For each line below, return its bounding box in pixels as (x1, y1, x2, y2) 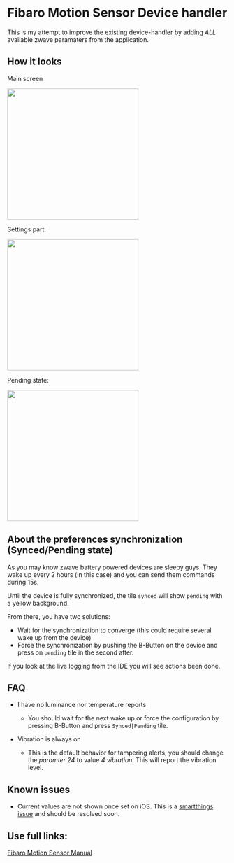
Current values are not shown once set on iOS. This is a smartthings (17, 802, 214, 811)
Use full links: (7, 830, 68, 842)
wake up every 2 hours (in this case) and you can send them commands (7, 570, 215, 578)
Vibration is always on (17, 735, 82, 743)
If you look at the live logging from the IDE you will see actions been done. (7, 662, 221, 670)
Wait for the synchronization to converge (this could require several (17, 626, 212, 634)
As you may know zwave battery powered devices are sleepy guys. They (7, 563, 218, 571)
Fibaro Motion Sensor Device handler (7, 5, 228, 21)
